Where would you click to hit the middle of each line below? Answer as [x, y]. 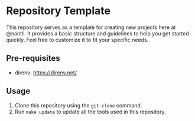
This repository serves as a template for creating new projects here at [91, 27]
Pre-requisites [33, 58]
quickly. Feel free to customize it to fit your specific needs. [77, 40]
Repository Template [58, 11]
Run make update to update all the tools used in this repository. [90, 112]
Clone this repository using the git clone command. [78, 105]
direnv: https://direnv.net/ [45, 73]
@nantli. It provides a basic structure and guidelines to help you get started [97, 33]
